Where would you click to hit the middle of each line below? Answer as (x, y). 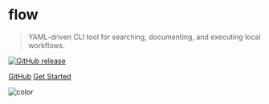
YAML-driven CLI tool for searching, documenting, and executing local (144, 37)
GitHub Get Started (40, 76)
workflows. (47, 45)
